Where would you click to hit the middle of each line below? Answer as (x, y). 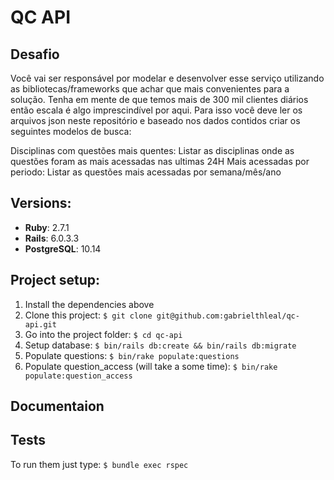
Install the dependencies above (89, 304)
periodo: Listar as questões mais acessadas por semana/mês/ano (146, 172)
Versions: (41, 203)
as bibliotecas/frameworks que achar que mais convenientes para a (150, 89)
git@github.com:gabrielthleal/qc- (228, 316)
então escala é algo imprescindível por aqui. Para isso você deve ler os (156, 110)
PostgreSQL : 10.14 (63, 248)
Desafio (35, 54)
